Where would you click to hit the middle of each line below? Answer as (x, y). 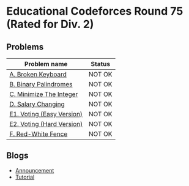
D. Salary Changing (37, 104)
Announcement (35, 170)
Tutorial (25, 177)
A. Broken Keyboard (38, 74)
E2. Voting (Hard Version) (46, 124)
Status (101, 64)
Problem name (46, 64)
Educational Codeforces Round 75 (95, 11)
